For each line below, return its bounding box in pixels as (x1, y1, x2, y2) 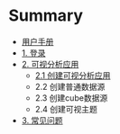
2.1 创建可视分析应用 (34, 69, 111, 81)
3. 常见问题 (21, 114, 64, 126)
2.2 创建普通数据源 (34, 81, 106, 92)
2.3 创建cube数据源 (34, 92, 108, 103)
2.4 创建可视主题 (34, 103, 98, 114)
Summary (8, 5, 83, 26)
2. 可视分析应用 (21, 58, 79, 69)
